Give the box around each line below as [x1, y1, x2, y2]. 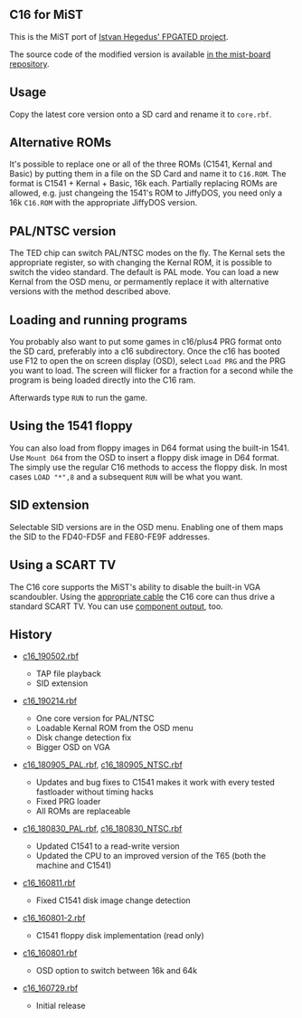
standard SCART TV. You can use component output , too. [9, 601, 223, 612]
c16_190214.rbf [22, 696, 78, 707]
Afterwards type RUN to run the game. [9, 393, 147, 404]
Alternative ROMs [9, 135, 112, 150]
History [9, 626, 52, 642]
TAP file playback [35, 669, 101, 680]
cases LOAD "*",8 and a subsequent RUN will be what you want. [9, 471, 243, 482]
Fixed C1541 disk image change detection [35, 895, 192, 906]
